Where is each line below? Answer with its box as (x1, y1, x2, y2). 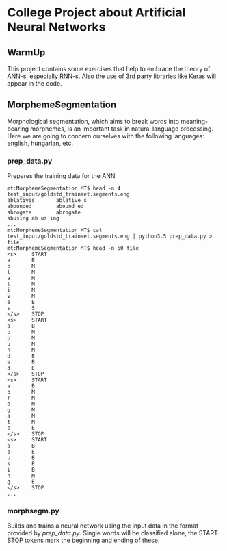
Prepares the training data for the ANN (7, 172, 116, 180)
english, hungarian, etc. (7, 139, 74, 147)
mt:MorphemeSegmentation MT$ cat (7, 227, 103, 234)
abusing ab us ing (7, 215, 59, 222)
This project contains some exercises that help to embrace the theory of (7, 65, 211, 73)
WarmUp (7, 47, 46, 58)
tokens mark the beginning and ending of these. (25, 536, 160, 545)
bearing (7, 125, 29, 133)
